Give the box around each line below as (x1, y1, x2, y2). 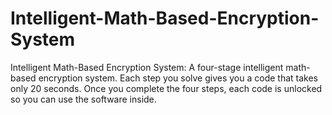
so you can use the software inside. (10, 93, 157, 105)
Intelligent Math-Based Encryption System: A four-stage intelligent (10, 61, 284, 73)
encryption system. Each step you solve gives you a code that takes (38, 72, 318, 84)
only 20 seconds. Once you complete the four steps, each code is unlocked (10, 82, 323, 94)
